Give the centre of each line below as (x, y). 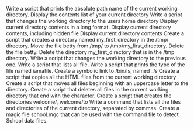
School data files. (27, 120)
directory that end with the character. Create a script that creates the (89, 96)
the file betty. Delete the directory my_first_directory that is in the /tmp (90, 52)
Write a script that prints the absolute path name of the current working (92, 9)
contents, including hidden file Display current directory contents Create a (95, 33)
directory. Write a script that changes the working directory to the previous (96, 58)
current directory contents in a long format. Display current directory (89, 27)
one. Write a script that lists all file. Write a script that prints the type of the (96, 64)
